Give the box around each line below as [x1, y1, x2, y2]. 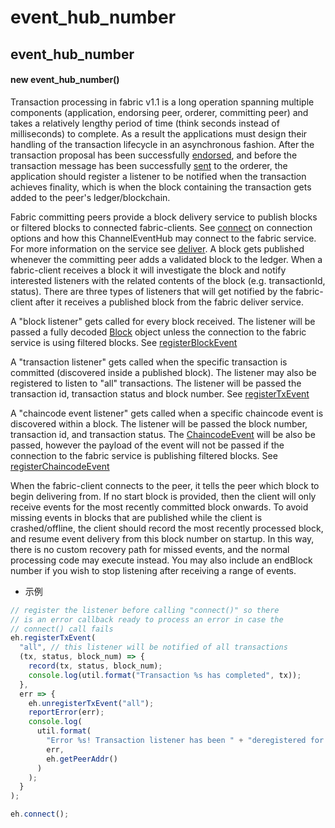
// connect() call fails [10, 624, 114, 634]
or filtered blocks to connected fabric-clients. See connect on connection [10, 221, 313, 233]
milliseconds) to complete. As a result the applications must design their [10, 127, 308, 140]
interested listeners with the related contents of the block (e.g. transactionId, [10, 274, 326, 286]
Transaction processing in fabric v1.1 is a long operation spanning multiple [10, 96, 315, 108]
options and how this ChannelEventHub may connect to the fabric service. [10, 232, 317, 244]
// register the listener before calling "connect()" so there [10, 605, 280, 615]
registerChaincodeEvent [10, 460, 110, 472]
